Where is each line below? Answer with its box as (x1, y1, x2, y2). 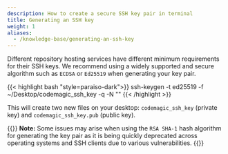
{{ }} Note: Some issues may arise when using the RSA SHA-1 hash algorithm (7, 124, 222, 133)
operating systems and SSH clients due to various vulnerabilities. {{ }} (7, 139, 205, 147)
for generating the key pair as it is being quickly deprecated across (7, 132, 198, 140)
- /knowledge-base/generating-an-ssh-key (13, 36, 135, 43)
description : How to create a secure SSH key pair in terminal (7, 10, 193, 17)
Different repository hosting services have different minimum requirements (7, 55, 220, 63)
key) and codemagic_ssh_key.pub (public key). (7, 111, 136, 119)
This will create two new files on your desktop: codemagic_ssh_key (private (7, 104, 218, 112)
